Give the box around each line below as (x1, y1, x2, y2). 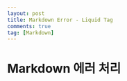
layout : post (7, 10, 45, 17)
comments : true (7, 23, 51, 30)
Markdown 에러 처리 (7, 61, 121, 76)
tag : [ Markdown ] (7, 29, 54, 36)
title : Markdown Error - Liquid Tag (7, 16, 113, 23)
